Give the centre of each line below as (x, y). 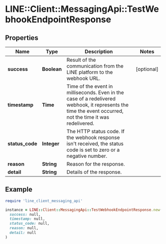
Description (99, 52)
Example (19, 190)
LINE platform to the (90, 72)
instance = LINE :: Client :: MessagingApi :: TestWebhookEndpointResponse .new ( (84, 210)
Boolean (52, 69)
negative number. (87, 156)
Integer (51, 144)
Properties (22, 38)
